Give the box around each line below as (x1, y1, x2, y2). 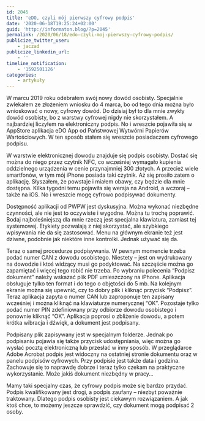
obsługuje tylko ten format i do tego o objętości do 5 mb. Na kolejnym (6, 280, 182, 287)
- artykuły (17, 77, 45, 83)
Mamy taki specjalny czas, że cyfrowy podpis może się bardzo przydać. (6, 382, 188, 390)
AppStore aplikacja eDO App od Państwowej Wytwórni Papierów (6, 127, 170, 134)
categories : (6, 72, 37, 78)
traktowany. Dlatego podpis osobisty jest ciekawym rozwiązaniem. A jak (6, 395, 188, 403)
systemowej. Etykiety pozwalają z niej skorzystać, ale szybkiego (6, 222, 169, 230)
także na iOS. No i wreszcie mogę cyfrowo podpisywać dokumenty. (6, 191, 177, 198)
